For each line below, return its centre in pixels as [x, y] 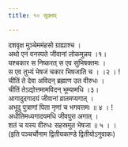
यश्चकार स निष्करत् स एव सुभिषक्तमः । [57, 62]
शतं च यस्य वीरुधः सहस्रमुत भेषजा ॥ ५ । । [62, 125]
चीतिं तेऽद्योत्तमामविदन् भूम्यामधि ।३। [54, 89]
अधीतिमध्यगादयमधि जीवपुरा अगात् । [53, 116]
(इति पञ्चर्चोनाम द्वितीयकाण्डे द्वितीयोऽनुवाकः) [62, 134]
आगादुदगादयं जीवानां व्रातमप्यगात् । [51, 98]
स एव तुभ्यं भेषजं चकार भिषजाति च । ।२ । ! [64, 71]
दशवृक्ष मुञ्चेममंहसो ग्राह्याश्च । [45, 45]
